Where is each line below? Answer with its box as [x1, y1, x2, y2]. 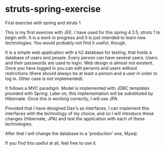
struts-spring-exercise [5, 3, 101, 15]
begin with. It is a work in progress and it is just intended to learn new [5, 35, 146, 40]
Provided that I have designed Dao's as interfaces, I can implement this [5, 105, 149, 111]
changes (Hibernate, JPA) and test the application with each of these [5, 115, 145, 121]
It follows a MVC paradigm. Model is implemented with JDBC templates [5, 85, 150, 91]
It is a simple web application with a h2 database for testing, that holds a [5, 49, 152, 55]
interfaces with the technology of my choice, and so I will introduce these [5, 110, 154, 116]
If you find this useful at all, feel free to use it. [5, 140, 97, 146]
